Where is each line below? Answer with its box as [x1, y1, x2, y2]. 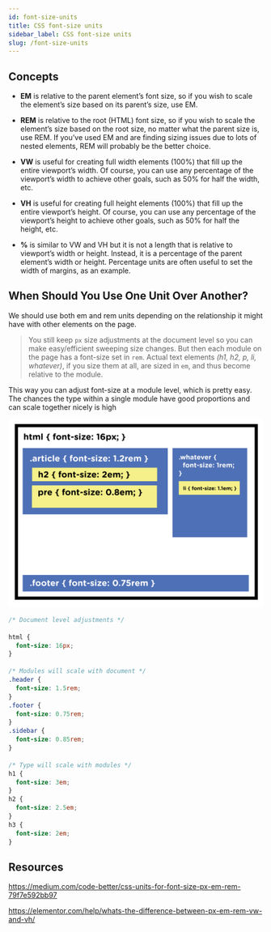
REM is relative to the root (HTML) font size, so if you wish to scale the [19, 116, 256, 126]
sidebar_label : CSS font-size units [8, 30, 132, 38]
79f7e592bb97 [8, 891, 58, 900]
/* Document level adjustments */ [8, 615, 125, 623]
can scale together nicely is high [8, 402, 117, 412]
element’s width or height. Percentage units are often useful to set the [19, 257, 253, 267]
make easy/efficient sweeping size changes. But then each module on [28, 343, 262, 353]
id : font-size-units [8, 13, 78, 21]
